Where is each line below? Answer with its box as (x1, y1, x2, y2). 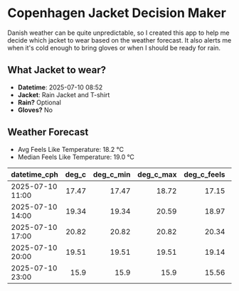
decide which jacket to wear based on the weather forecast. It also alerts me (7, 35, 232, 44)
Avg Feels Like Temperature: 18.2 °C (17, 145, 124, 153)
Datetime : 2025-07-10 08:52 (17, 83, 103, 92)
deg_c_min (92, 169, 131, 179)
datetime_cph (11, 169, 59, 179)
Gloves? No (17, 105, 53, 114)
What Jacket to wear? (7, 64, 107, 76)
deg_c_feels (184, 169, 225, 179)
